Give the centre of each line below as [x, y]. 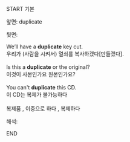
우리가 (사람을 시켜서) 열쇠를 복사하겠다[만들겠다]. [65, 54]
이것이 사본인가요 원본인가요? [41, 74]
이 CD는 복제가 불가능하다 [37, 95]
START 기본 [21, 9]
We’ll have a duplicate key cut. [45, 47]
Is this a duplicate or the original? [48, 67]
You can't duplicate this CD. [41, 87]
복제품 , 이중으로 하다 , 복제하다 [43, 108]
